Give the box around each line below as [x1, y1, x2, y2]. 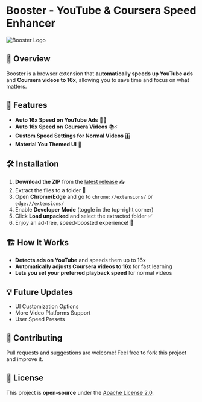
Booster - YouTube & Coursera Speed [6, 4, 197, 17]
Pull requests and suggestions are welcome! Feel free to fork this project [6, 349, 187, 356]
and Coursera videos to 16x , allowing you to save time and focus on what [6, 76, 190, 83]
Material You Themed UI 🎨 [14, 140, 82, 148]
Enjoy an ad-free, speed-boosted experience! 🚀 [14, 219, 134, 227]
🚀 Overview [6, 54, 51, 64]
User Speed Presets [14, 316, 65, 322]
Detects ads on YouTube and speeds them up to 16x [14, 257, 146, 264]
